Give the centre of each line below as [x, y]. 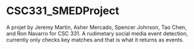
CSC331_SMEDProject [63, 11]
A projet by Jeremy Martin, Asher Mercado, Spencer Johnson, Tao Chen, [97, 27]
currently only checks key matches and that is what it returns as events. [95, 40]
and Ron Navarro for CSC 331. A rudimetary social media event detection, [97, 33]
